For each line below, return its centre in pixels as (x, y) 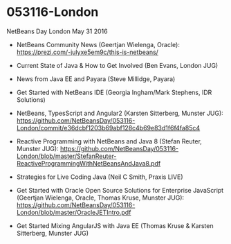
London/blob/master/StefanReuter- (66, 156)
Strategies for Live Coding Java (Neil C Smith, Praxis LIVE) (100, 177)
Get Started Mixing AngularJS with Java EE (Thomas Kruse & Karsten (115, 225)
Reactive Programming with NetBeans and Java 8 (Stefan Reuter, (109, 141)
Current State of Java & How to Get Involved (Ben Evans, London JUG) (117, 65)
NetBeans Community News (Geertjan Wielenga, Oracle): (98, 44)
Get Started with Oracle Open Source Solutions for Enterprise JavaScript (120, 190)
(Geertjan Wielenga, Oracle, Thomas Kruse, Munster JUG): (100, 198)
